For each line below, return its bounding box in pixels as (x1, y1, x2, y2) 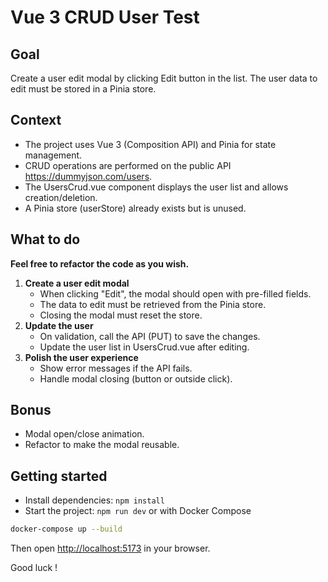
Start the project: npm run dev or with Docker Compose (24, 505, 252, 517)
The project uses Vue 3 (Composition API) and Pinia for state (24, 138, 277, 150)
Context (10, 112, 62, 129)
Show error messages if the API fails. (39, 362, 193, 374)
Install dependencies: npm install (24, 494, 165, 506)
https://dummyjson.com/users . (24, 170, 153, 182)
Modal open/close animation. (24, 428, 145, 440)
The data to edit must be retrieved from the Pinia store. (39, 298, 267, 310)
